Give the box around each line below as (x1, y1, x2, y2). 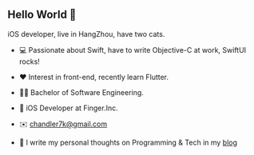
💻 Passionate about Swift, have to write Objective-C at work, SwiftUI (18, 45, 247, 54)
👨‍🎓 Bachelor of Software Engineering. (18, 87, 145, 97)
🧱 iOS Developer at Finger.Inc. (18, 103, 118, 113)
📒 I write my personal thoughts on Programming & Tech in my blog (18, 137, 237, 147)
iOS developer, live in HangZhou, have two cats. (7, 29, 165, 38)
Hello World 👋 (7, 8, 77, 22)
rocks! (18, 57, 41, 66)
